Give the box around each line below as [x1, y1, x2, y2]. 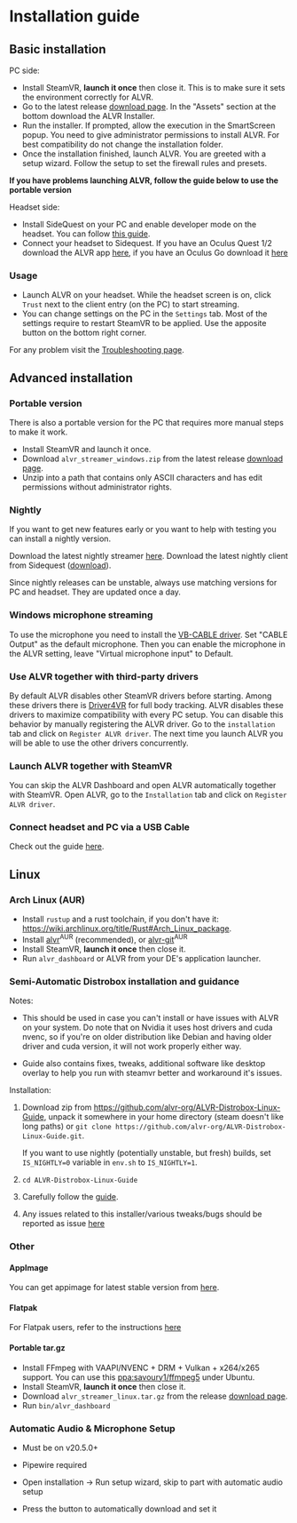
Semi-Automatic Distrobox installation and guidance [9, 975, 240, 987]
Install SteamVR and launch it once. [21, 443, 152, 454]
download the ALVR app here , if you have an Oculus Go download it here [21, 247, 288, 258]
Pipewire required [21, 1459, 87, 1470]
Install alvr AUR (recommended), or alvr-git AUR [21, 933, 188, 945]
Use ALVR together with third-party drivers [9, 670, 199, 682]
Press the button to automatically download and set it [21, 1503, 217, 1514]
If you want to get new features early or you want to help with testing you [9, 524, 277, 535]
